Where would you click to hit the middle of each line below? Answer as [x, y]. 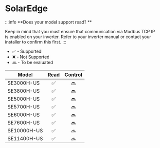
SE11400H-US [25, 138]
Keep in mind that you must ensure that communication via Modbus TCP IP [80, 31]
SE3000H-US [24, 83]
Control [73, 75]
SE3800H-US [24, 91]
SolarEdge [27, 9]
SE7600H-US [24, 123]
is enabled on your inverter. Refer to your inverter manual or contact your [78, 37]
